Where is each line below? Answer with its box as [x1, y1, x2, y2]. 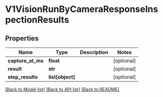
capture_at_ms [7, 57, 44, 64]
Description [79, 49, 109, 55]
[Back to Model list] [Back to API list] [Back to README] [5, 86, 120, 92]
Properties [5, 34, 39, 42]
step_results [7, 73, 38, 80]
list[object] [48, 73, 75, 80]
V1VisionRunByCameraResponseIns [5, 3, 159, 15]
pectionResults [5, 14, 69, 25]
